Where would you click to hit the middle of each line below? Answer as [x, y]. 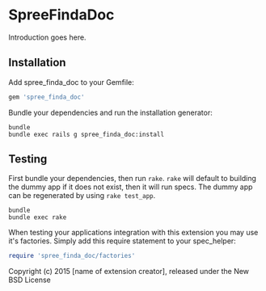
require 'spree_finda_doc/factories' [72, 256]
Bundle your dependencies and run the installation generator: [110, 112]
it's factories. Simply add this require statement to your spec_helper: [122, 241]
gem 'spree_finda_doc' [46, 97]
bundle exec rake [38, 217]
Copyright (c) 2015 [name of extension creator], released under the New [129, 272]
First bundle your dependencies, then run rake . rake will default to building [133, 179]
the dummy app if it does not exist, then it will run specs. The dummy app [131, 187]
